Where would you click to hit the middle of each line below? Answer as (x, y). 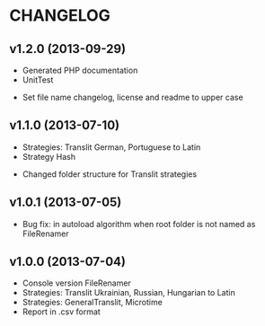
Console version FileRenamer (77, 283)
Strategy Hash (49, 156)
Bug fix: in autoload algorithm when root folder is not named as (139, 224)
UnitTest (38, 80)
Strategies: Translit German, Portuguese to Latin (111, 147)
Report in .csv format (61, 312)
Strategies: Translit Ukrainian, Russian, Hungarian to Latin (128, 293)
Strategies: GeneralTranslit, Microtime (93, 303)
